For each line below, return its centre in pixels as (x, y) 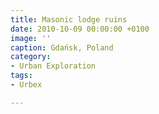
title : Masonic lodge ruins (69, 19)
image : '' (31, 38)
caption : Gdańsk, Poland (62, 47)
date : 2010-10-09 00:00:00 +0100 (80, 29)
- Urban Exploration (53, 66)
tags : (21, 76)
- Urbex (26, 85)
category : (31, 57)
